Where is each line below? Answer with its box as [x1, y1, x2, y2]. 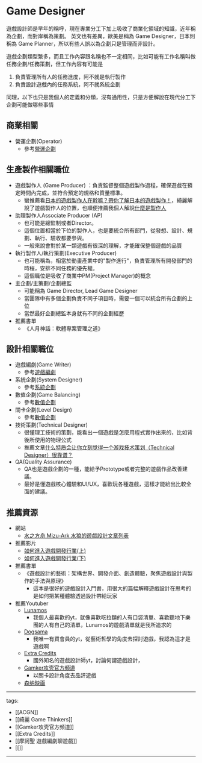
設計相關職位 [6, 344, 54, 354]
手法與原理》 [34, 577, 67, 585]
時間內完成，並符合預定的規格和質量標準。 [20, 189, 126, 196]
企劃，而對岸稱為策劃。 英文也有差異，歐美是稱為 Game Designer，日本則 [11, 32, 195, 40]
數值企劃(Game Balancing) [14, 391, 81, 398]
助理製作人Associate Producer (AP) [14, 212, 103, 219]
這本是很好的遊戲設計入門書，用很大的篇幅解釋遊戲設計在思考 [32, 585, 186, 592]
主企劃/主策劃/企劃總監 [14, 279, 72, 287]
